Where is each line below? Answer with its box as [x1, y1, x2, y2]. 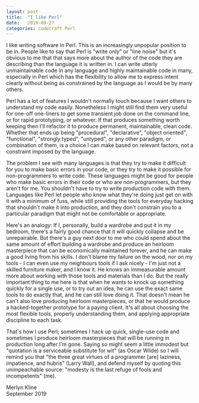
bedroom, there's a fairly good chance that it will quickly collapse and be [6, 228, 184, 235]
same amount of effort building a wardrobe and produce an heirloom [6, 240, 174, 248]
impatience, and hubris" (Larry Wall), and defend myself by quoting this [6, 360, 181, 367]
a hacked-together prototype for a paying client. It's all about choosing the [6, 304, 189, 311]
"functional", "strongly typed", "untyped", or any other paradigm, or [6, 135, 171, 143]
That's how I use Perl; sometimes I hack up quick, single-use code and [6, 328, 179, 335]
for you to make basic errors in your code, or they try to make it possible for [6, 166, 192, 173]
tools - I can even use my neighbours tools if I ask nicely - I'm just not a [6, 260, 181, 267]
